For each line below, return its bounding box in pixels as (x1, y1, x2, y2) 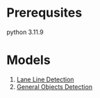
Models (6, 52, 51, 68)
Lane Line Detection (16, 75, 74, 83)
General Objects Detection (16, 82, 93, 91)
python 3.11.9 (6, 28, 44, 36)
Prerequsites (6, 5, 83, 21)
